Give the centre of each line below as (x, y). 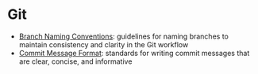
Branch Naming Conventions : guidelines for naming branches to (124, 36)
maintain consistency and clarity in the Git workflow (104, 44)
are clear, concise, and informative (75, 61)
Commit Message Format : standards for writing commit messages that (134, 53)
